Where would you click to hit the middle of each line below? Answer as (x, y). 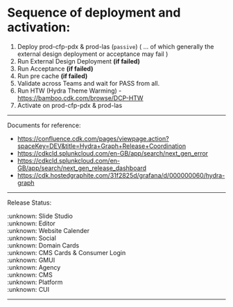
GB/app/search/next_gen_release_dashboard (82, 168)
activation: (39, 27)
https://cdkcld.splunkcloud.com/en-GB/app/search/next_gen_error (113, 153)
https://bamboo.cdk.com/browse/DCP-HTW (80, 97)
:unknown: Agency (34, 267)
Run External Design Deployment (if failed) (79, 61)
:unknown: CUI (28, 289)
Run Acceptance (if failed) (55, 68)
